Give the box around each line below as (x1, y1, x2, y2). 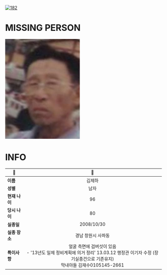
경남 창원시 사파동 (75, 232, 110, 238)
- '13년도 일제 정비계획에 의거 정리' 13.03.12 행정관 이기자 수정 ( (26, 250, 155, 256)
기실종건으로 (71, 256, 95, 262)
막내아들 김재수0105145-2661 (61, 262, 124, 268)
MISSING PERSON (5, 22, 81, 33)
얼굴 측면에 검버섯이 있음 (69, 244, 117, 250)
